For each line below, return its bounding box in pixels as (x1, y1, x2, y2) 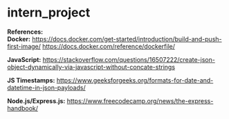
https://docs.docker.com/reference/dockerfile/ (42, 42, 175, 50)
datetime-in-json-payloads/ (7, 83, 86, 91)
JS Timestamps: (7, 76, 55, 84)
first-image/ (7, 42, 42, 50)
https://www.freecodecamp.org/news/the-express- (66, 96, 214, 105)
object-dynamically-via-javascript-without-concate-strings (7, 63, 175, 71)
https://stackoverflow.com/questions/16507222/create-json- (42, 55, 216, 63)
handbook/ (7, 104, 39, 112)
